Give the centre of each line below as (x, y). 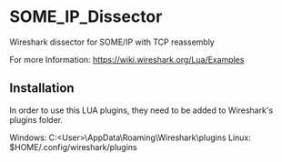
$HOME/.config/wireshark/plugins (74, 147)
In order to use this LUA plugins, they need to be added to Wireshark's (141, 110)
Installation (42, 88)
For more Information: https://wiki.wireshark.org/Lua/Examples (127, 59)
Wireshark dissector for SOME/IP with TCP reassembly (112, 42)
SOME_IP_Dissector (86, 17)
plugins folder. (36, 119)
